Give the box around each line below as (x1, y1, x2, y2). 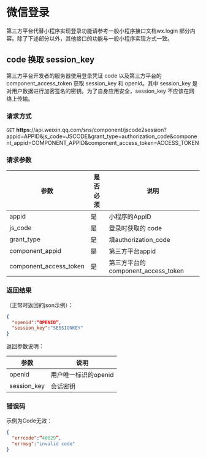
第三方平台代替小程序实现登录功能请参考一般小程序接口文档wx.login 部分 (6, 27, 191, 34)
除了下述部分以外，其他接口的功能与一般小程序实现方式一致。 (17, 34, 173, 42)
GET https (6, 126, 30, 134)
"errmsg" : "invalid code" (12, 441, 75, 447)
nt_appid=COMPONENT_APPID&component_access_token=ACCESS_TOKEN (6, 139, 199, 147)
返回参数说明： (6, 343, 44, 350)
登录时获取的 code (109, 224, 162, 233)
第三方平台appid (109, 247, 156, 255)
